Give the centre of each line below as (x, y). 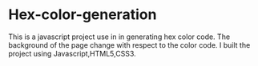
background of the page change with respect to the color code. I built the (129, 45)
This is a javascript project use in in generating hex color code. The (119, 37)
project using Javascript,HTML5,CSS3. (72, 53)
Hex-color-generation (83, 15)
